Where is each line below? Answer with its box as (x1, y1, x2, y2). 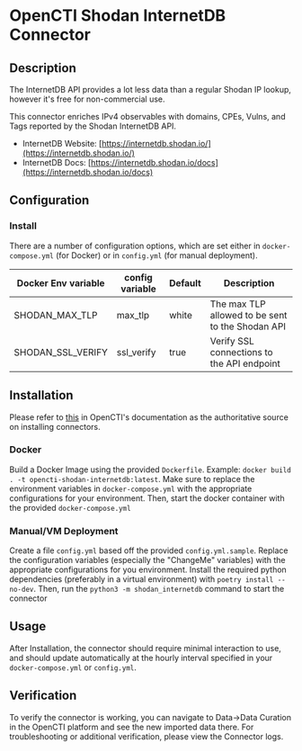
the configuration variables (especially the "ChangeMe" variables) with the (9, 555, 286, 566)
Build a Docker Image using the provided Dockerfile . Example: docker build (9, 464, 292, 475)
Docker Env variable (16, 276, 105, 289)
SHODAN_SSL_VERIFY (13, 345, 108, 358)
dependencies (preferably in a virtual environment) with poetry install (9, 574, 274, 585)
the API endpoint (209, 357, 280, 370)
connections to (209, 345, 273, 358)
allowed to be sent (209, 308, 288, 321)
